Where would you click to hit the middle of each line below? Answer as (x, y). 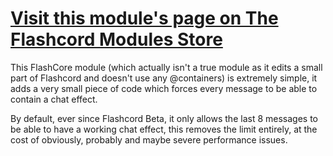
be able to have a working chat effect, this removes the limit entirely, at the (164, 129)
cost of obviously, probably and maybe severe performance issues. (149, 139)
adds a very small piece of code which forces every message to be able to (164, 88)
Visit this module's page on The (144, 18)
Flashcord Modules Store (116, 39)
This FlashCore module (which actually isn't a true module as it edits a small (166, 67)
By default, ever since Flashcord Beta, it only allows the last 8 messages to (164, 118)
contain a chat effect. (54, 99)
